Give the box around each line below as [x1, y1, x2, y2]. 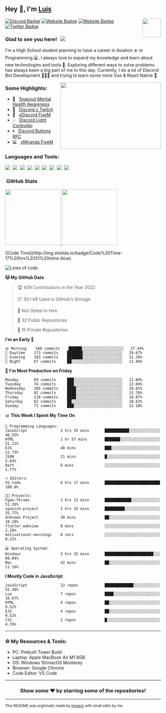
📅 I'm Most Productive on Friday [5, 368, 73, 373]
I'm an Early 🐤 [5, 337, 34, 342]
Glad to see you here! [5, 36, 57, 43]
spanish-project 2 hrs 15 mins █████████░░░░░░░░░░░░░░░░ [5, 506, 161, 511]
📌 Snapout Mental [12, 96, 51, 102]
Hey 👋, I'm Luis [5, 5, 52, 13]
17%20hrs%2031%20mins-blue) [5, 255, 72, 261]
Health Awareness [12, 101, 50, 107]
